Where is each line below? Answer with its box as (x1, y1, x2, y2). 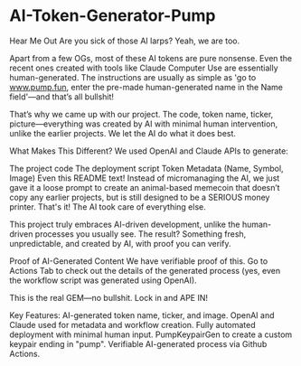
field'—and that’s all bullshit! (9, 91, 115, 102)
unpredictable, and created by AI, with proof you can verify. (9, 238, 231, 249)
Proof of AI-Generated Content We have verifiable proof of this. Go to (9, 255, 268, 267)
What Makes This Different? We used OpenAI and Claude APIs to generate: (9, 145, 289, 156)
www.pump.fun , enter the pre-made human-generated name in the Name (9, 81, 283, 92)
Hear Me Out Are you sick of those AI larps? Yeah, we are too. (9, 35, 240, 46)
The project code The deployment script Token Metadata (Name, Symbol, (9, 163, 284, 174)
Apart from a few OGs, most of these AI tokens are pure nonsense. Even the (9, 52, 293, 63)
